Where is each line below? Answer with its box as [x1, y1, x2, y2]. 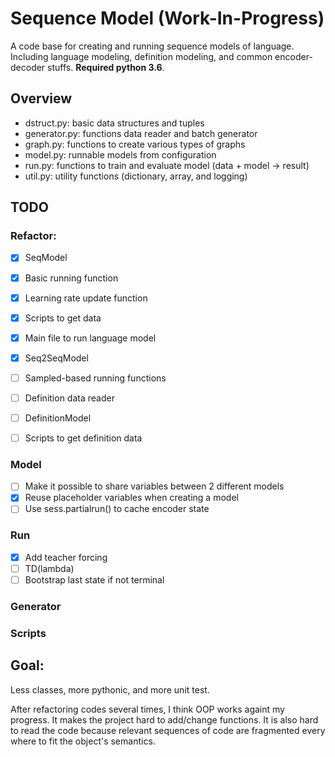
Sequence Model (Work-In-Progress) [10, 7, 325, 30]
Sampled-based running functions [24, 372, 167, 384]
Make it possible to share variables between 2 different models [24, 480, 285, 492]
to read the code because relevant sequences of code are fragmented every [10, 724, 326, 736]
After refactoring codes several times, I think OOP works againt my [10, 703, 285, 715]
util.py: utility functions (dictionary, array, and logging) [24, 170, 248, 182]
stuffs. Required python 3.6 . [47, 61, 165, 73]
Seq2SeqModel [24, 352, 89, 364]
